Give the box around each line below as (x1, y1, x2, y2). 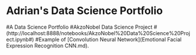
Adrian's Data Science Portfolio (6, 4, 164, 18)
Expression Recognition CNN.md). (6, 42, 90, 49)
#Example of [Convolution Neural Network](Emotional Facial (35, 36, 182, 43)
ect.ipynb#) (6, 36, 34, 43)
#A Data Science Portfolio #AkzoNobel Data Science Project (6, 23, 152, 30)
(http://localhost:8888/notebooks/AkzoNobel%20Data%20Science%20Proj (6, 29, 191, 36)
